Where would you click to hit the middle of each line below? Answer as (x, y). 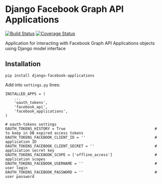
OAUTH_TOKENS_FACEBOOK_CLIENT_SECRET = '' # (81, 146)
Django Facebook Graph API (65, 9)
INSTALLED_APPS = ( (25, 94)
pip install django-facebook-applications (50, 76)
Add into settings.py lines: (33, 85)
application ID (21, 142)
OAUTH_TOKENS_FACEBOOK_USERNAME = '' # (81, 163)
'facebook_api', (31, 107)
